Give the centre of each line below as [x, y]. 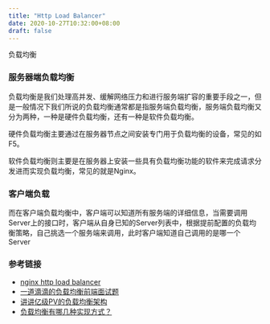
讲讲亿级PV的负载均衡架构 [63, 301]
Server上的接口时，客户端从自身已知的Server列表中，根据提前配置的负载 [129, 223]
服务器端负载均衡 [41, 77]
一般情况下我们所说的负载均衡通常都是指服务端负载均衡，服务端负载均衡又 [138, 106]
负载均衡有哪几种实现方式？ [66, 312]
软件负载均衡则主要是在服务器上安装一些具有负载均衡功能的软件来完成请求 [131, 161]
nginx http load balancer [60, 282]
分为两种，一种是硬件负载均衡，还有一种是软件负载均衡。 [103, 117]
